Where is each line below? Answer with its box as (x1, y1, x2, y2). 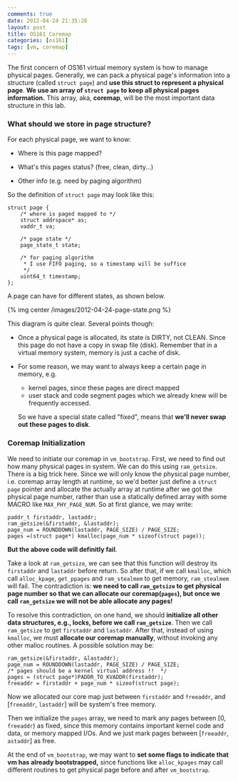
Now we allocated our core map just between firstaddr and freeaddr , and (7, 692, 226, 700)
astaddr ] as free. (7, 736, 56, 745)
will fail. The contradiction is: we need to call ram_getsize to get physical (7, 581, 222, 590)
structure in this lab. (7, 101, 66, 109)
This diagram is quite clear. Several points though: (7, 319, 155, 328)
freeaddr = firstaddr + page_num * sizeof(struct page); (7, 680, 180, 687)
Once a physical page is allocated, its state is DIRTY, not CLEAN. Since (17, 333, 226, 342)
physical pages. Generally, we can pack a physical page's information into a (7, 71, 230, 79)
